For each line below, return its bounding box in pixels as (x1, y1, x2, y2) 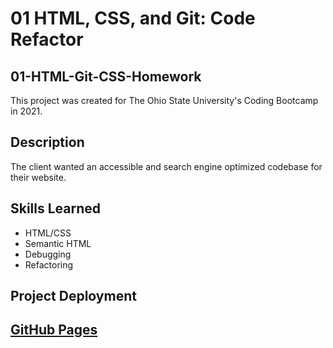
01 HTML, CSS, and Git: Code (10, 7, 256, 30)
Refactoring (24, 258, 74, 271)
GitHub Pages (10, 322, 98, 339)
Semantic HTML (24, 237, 92, 249)
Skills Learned (10, 200, 102, 217)
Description (10, 134, 85, 151)
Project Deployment (10, 288, 137, 305)
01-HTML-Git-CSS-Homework (10, 68, 202, 85)
